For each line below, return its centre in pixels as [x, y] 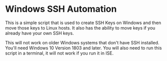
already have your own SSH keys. [40, 33]
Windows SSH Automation [61, 9]
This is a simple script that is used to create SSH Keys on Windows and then [83, 23]
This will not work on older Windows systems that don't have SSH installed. [82, 42]
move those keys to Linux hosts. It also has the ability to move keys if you [80, 28]
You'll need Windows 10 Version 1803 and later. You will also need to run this [83, 48]
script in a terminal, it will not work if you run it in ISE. [59, 53]
